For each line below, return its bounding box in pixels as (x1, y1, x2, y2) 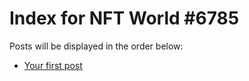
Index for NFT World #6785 (9, 7, 240, 30)
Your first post (23, 59, 83, 71)
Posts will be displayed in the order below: (9, 40, 184, 52)
